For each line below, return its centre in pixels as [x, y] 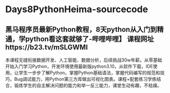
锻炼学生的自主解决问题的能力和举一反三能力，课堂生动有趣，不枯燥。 [88, 85]
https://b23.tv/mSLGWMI [47, 47]
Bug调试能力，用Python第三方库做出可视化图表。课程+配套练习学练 [85, 79]
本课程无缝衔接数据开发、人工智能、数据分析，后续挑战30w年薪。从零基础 [84, 60]
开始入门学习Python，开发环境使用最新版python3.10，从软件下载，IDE [79, 66]
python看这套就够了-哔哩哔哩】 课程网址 [90, 39]
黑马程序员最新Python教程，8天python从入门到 [81, 29]
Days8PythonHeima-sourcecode [77, 9]
